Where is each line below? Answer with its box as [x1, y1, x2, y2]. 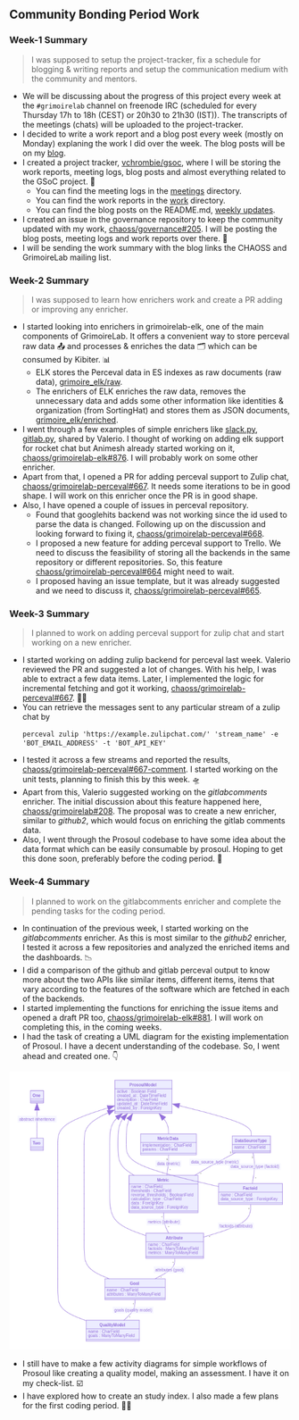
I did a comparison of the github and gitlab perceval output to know [21, 965, 270, 975]
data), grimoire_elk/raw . [35, 376, 123, 387]
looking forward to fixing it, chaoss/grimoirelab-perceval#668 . [35, 528, 265, 539]
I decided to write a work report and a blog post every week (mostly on [21, 129, 284, 139]
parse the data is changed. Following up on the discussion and [35, 518, 266, 530]
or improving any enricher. [30, 304, 129, 314]
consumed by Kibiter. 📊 [21, 354, 112, 364]
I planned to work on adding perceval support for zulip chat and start [30, 628, 285, 639]
